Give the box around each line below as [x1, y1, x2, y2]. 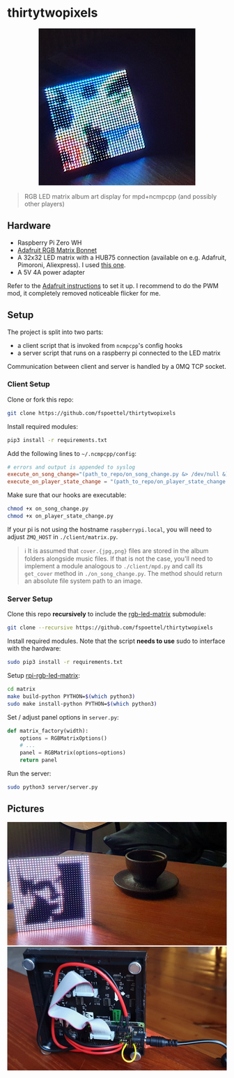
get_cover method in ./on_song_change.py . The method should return [24, 569, 223, 577]
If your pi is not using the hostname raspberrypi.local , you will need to [7, 525, 212, 533]
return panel [19, 757, 58, 764]
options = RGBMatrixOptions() [19, 734, 108, 742]
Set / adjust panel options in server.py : [7, 713, 120, 721]
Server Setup [7, 594, 54, 604]
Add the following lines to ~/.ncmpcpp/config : [7, 449, 137, 457]
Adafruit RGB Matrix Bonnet [17, 245, 97, 254]
